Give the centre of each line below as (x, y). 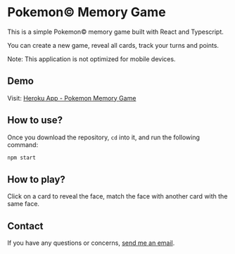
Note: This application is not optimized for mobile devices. (91, 59)
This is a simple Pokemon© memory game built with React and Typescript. (115, 32)
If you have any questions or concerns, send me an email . (91, 243)
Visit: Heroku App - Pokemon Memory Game (72, 98)
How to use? (35, 120)
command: (23, 144)
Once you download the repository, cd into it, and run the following (104, 137)
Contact (25, 226)
